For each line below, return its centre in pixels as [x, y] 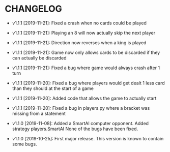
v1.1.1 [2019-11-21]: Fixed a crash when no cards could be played [79, 23]
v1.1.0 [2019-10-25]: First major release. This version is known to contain [88, 138]
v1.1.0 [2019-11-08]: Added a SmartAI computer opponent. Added [80, 123]
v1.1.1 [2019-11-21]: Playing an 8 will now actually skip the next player [84, 33]
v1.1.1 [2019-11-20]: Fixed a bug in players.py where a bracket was [81, 108]
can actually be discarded [39, 58]
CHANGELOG [33, 9]
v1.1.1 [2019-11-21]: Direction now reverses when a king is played [79, 42]
